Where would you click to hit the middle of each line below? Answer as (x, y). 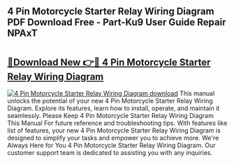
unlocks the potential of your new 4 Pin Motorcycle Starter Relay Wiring (110, 101)
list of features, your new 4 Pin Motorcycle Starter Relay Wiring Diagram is (114, 131)
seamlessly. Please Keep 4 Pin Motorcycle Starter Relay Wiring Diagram (111, 115)
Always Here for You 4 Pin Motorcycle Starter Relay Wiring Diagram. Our (111, 145)
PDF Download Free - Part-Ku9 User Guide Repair (117, 23)
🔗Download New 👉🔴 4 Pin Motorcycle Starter (109, 62)
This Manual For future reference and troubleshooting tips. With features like (117, 123)
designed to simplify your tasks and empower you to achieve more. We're (113, 138)
